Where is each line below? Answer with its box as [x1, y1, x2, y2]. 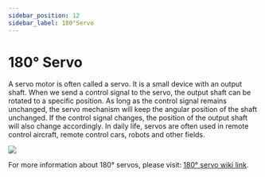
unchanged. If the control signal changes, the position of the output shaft [8, 113, 248, 123]
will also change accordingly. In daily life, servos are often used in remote [8, 121, 249, 131]
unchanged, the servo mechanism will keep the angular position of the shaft [8, 105, 257, 114]
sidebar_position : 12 [8, 11, 80, 20]
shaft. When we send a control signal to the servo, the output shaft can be [8, 88, 251, 98]
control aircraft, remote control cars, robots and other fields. [8, 130, 205, 140]
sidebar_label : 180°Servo [8, 19, 94, 27]
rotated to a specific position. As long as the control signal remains [8, 96, 227, 106]
